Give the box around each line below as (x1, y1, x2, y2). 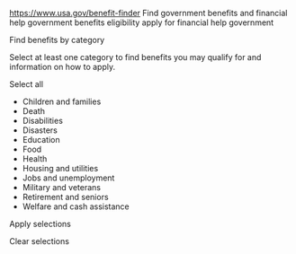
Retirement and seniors (22, 192, 110, 202)
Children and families (22, 96, 102, 107)
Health (22, 153, 48, 164)
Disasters (22, 125, 58, 136)
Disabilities (22, 116, 63, 126)
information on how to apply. (9, 62, 115, 72)
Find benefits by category (9, 35, 105, 45)
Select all (9, 79, 43, 89)
